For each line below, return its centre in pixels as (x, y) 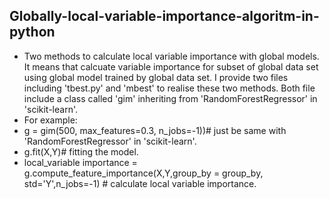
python (32, 32)
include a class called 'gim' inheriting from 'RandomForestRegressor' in (170, 98)
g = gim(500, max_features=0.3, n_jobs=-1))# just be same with (155, 130)
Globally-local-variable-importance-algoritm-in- (164, 16)
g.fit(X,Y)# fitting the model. (81, 151)
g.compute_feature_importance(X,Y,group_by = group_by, (143, 173)
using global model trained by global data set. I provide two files (156, 77)
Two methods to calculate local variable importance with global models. (171, 56)
